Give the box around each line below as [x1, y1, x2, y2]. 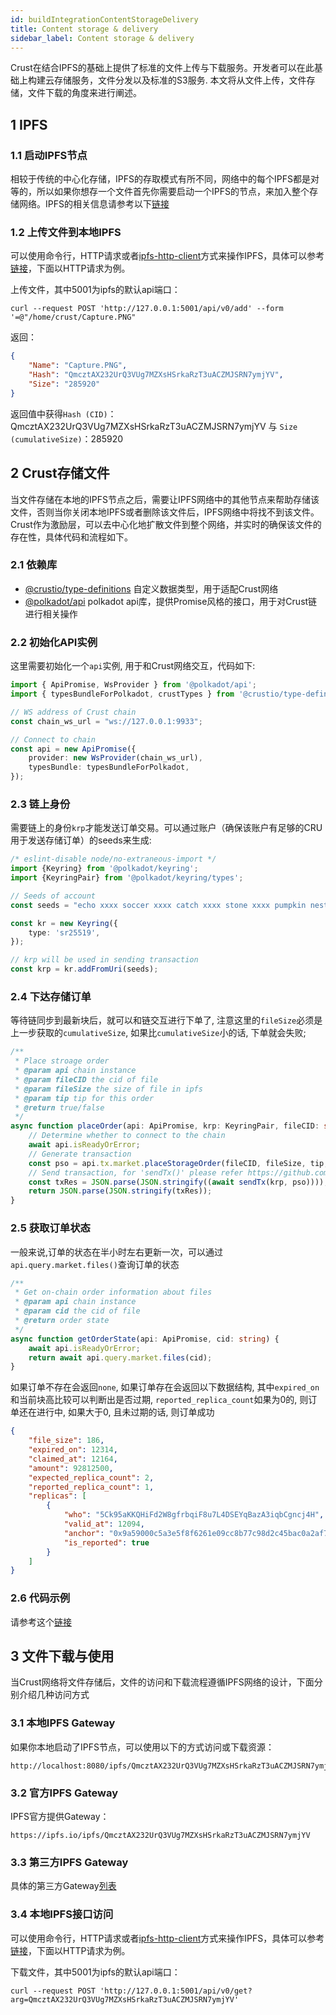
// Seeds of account [10, 891, 97, 901]
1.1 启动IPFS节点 [10, 148, 88, 162]
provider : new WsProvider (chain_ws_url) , [28, 753, 203, 763]
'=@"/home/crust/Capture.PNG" [10, 312, 137, 323]
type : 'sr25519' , [28, 927, 101, 938]
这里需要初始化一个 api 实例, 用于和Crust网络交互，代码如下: [10, 660, 256, 672]
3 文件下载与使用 [10, 1647, 115, 1665]
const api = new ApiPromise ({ [10, 744, 137, 754]
